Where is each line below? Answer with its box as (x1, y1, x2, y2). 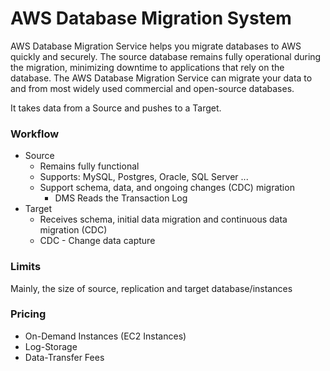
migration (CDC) (39, 224, 108, 236)
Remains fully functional (39, 160, 140, 172)
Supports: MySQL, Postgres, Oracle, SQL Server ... (39, 171, 249, 183)
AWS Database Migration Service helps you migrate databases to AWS (10, 40, 302, 52)
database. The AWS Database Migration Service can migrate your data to (10, 72, 313, 84)
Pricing (10, 307, 47, 321)
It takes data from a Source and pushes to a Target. (10, 102, 222, 114)
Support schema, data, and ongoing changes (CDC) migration (39, 182, 295, 194)
